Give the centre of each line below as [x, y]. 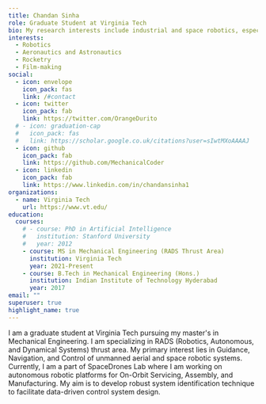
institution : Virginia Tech [76, 258]
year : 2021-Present [61, 266]
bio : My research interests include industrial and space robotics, [123, 30]
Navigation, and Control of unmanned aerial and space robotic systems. [125, 358]
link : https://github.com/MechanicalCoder [93, 163]
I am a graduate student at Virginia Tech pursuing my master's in [114, 333]
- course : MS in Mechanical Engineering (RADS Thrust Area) [123, 251]
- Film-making [38, 67]
